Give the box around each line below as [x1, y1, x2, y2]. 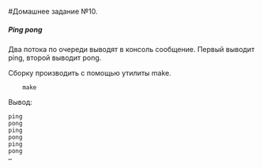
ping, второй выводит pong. [8, 53, 102, 62]
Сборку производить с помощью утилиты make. [8, 68, 171, 77]
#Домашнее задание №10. [8, 7, 98, 16]
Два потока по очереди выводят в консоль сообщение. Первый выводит [8, 44, 255, 54]
